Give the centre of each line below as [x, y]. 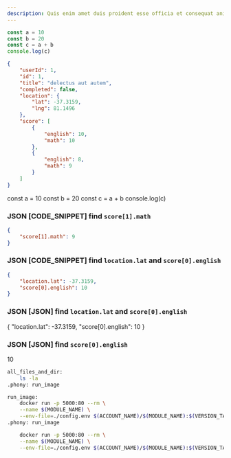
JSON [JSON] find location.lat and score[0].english [97, 312]
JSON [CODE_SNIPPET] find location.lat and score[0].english [114, 260]
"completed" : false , [49, 89]
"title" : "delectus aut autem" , [66, 83]
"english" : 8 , [64, 160]
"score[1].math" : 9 [47, 237]
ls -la [29, 378]
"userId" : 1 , [38, 70]
